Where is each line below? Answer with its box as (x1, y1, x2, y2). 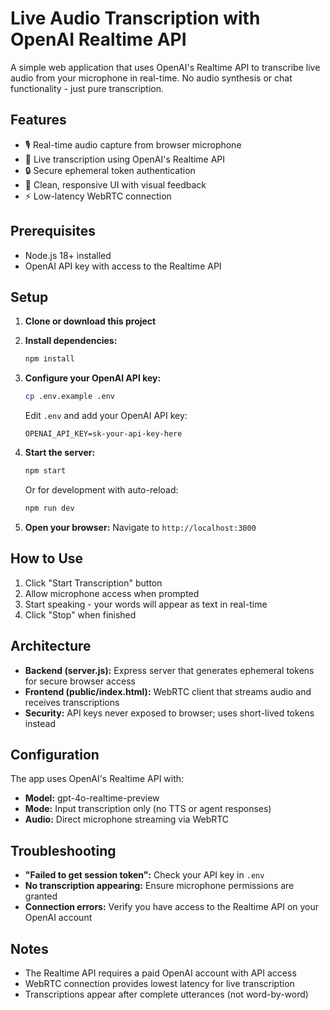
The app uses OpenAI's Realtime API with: (10, 773, 185, 785)
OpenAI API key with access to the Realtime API (24, 260, 222, 272)
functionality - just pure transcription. (10, 82, 165, 94)
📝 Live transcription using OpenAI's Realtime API (24, 153, 226, 165)
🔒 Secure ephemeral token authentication (24, 164, 196, 176)
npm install (24, 354, 75, 364)
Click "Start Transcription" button (24, 577, 163, 589)
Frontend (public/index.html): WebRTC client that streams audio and (24, 685, 312, 697)
